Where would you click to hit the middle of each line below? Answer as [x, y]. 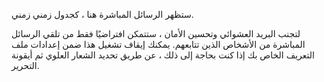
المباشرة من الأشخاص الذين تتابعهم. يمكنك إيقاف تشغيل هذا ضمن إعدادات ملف [158, 44]
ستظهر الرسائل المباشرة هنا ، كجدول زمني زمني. [102, 14]
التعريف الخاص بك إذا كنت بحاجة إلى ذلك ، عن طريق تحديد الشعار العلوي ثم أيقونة [163, 55]
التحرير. [25, 65]
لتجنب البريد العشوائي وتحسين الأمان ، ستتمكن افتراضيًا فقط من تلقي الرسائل [156, 33]
